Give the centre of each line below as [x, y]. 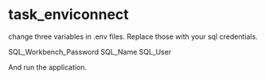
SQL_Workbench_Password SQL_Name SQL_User [90, 51]
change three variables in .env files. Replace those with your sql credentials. [133, 36]
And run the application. [48, 67]
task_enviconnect [68, 15]
